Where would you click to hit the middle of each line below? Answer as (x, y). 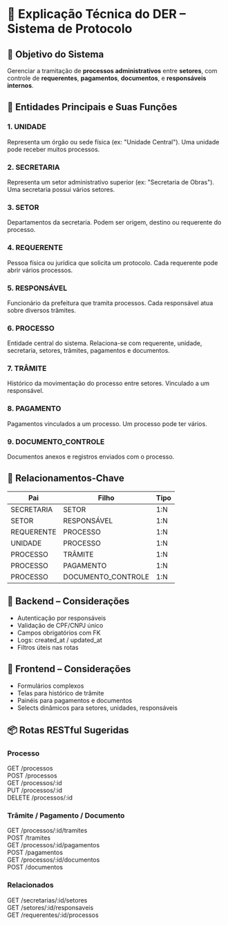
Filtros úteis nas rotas (48, 647)
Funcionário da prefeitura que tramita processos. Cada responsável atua (110, 302)
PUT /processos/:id (35, 791)
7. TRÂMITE (27, 369)
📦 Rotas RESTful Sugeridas (68, 730)
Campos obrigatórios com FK (59, 633)
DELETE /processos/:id (40, 798)
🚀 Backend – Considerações (68, 601)
